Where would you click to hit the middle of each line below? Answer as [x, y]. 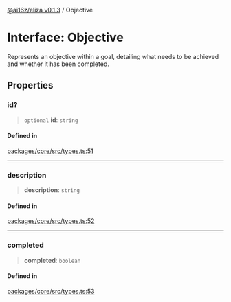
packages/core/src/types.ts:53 [51, 291]
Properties [30, 85]
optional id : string [51, 120]
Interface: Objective [65, 38]
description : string [52, 190]
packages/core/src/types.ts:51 [51, 151]
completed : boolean [52, 260]
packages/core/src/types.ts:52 [51, 221]
